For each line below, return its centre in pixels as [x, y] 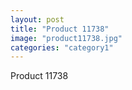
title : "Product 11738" [60, 29]
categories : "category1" [62, 47]
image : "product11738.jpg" [66, 38]
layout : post [37, 19]
